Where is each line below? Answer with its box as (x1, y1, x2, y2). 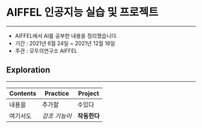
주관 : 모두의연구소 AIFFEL (14, 47, 78, 54)
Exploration (6, 65, 50, 75)
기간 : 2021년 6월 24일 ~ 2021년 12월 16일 (14, 40, 115, 47)
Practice (44, 89, 69, 97)
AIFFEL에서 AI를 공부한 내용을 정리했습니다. (14, 32, 118, 39)
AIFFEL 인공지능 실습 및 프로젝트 (6, 5, 159, 19)
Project (78, 89, 99, 97)
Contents (9, 89, 37, 97)
